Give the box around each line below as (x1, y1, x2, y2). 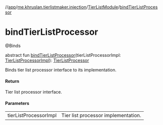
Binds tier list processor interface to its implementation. (5, 67, 116, 73)
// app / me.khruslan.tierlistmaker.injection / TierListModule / (5, 4, 120, 10)
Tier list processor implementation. (61, 112, 141, 119)
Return (5, 78, 20, 84)
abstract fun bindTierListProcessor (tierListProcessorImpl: (5, 52, 121, 58)
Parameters (5, 100, 29, 106)
